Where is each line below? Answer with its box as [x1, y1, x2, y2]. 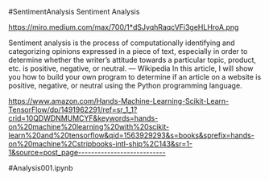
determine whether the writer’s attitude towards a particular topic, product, [8, 56, 256, 64]
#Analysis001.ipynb [8, 163, 73, 172]
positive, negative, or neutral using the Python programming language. [8, 80, 243, 90]
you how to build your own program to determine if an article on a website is [8, 72, 262, 81]
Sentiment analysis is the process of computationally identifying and [8, 38, 235, 47]
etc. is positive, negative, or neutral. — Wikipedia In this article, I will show [8, 64, 254, 73]
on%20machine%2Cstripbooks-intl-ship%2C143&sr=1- [8, 139, 193, 148]
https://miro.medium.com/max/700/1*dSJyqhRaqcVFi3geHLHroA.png [8, 23, 239, 31]
